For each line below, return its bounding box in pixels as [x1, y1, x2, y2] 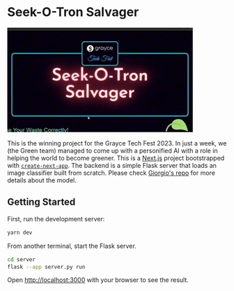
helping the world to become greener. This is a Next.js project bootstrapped [7, 154, 225, 162]
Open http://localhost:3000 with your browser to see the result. [7, 276, 189, 284]
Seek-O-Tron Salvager [7, 4, 139, 20]
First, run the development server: [7, 214, 105, 223]
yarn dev [7, 229, 33, 236]
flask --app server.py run [7, 263, 86, 270]
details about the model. [7, 175, 77, 184]
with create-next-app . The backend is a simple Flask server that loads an [7, 161, 217, 169]
